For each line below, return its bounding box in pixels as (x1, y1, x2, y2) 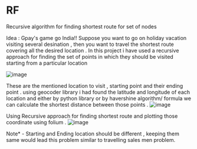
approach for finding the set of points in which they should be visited (6, 53, 174, 60)
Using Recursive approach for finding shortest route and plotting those (6, 112, 178, 120)
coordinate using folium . (6, 118, 67, 125)
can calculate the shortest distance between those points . (6, 101, 149, 108)
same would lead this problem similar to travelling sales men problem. (6, 136, 176, 143)
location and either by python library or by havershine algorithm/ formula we (6, 95, 192, 102)
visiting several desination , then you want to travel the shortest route (6, 41, 174, 48)
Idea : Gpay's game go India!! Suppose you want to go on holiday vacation (6, 34, 187, 41)
